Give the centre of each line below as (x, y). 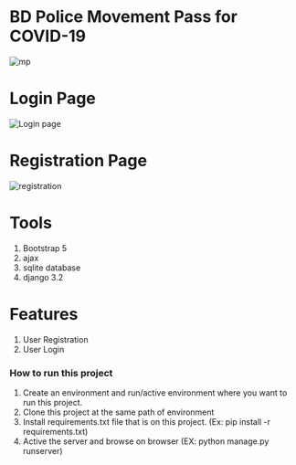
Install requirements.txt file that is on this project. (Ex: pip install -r (147, 421)
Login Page (53, 99)
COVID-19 (48, 36)
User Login (43, 349)
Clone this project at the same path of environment (118, 412)
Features (44, 314)
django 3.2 (43, 277)
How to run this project (61, 373)
